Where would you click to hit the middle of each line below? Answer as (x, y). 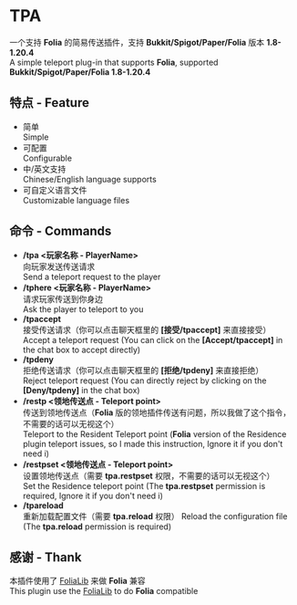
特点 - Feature (49, 103)
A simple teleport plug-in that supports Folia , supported (114, 62)
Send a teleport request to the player (92, 276)
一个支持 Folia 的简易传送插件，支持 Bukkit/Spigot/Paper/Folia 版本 (137, 42)
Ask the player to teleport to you (83, 309)
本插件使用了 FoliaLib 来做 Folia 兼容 (77, 581)
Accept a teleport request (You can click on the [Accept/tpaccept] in (153, 339)
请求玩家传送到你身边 (62, 298)
